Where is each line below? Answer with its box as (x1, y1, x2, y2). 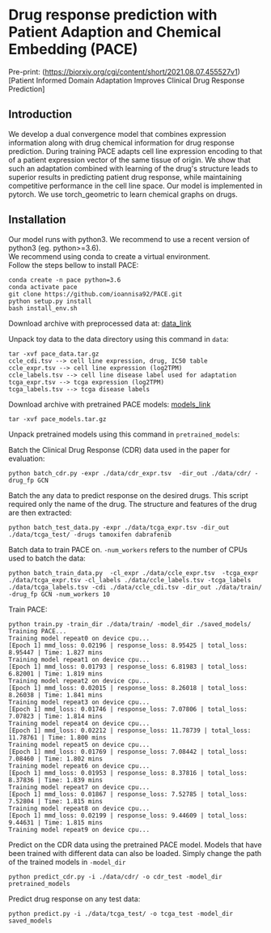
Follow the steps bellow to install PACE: (8, 260, 139, 270)
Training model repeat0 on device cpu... (8, 634, 150, 642)
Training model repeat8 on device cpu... (8, 804, 150, 812)
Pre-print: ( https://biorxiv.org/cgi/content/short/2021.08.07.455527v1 (8, 66, 238, 76)
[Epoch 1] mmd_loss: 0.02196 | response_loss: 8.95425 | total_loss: (8, 641, 248, 650)
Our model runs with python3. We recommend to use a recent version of (8, 234, 250, 244)
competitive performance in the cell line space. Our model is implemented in (8, 181, 263, 190)
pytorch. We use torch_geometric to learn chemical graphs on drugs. (8, 189, 238, 199)
